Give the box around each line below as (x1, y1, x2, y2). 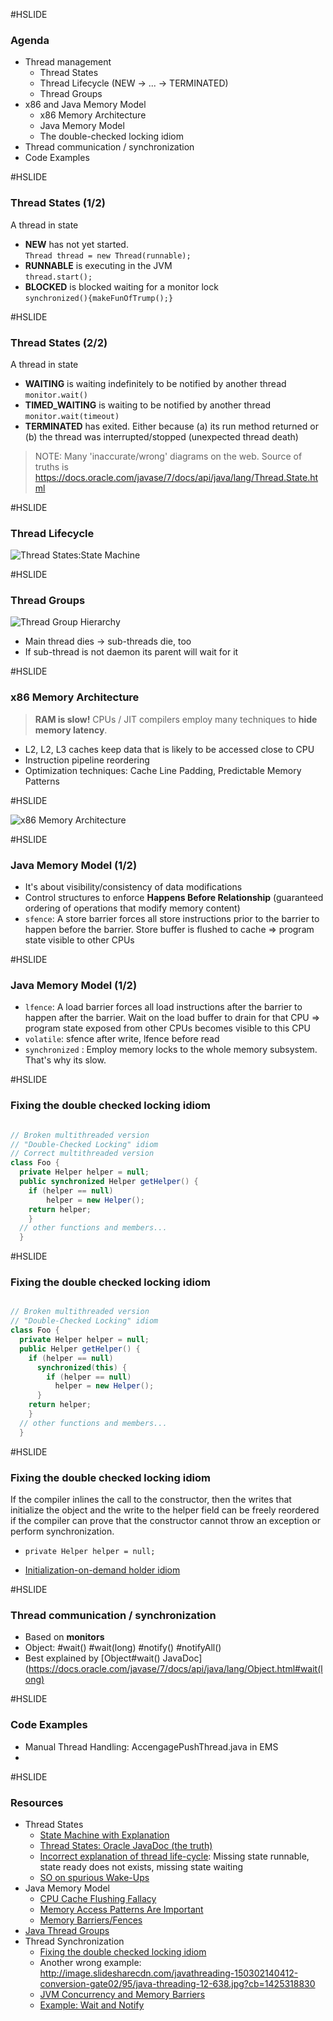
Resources (10, 1795, 64, 1809)
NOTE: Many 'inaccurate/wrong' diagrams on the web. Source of (34, 450, 303, 462)
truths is (34, 460, 69, 473)
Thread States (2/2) (10, 335, 108, 349)
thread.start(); (24, 272, 93, 282)
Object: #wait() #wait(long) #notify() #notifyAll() (24, 1642, 222, 1654)
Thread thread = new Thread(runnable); (24, 250, 192, 261)
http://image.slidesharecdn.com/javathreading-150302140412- (39, 1967, 299, 1979)
